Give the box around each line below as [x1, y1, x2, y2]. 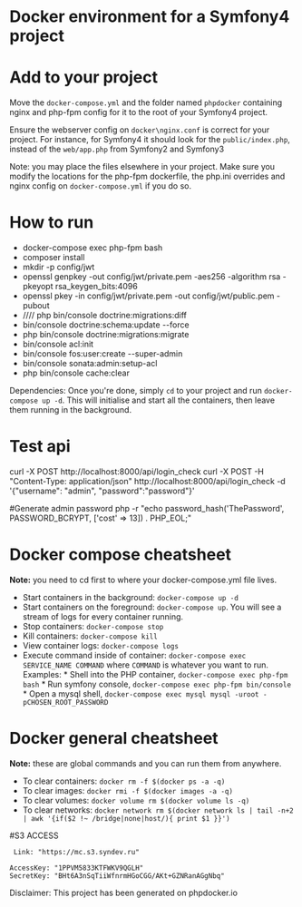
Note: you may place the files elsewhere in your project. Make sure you [9, 161, 275, 172]
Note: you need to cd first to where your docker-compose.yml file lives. [9, 574, 278, 585]
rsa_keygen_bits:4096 [54, 281, 138, 292]
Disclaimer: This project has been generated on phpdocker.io [9, 887, 239, 898]
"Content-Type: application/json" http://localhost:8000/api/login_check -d [9, 476, 286, 486]
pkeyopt [22, 281, 54, 292]
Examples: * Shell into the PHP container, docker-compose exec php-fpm [22, 668, 288, 679]
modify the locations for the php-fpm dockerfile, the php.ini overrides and [9, 171, 286, 182]
